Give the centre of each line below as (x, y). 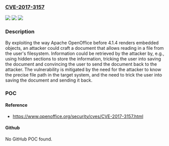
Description (20, 32)
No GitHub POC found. (29, 139)
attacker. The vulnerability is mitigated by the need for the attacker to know (83, 69)
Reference (16, 105)
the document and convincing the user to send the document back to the (81, 64)
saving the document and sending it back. (49, 80)
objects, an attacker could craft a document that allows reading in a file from (84, 48)
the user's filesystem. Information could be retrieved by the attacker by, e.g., (85, 53)
